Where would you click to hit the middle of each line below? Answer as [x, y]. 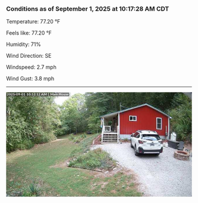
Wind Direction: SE [29, 56]
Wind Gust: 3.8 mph [30, 79]
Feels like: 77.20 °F [29, 33]
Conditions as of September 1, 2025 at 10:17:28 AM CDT [88, 9]
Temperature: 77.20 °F [33, 22]
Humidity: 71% [24, 44]
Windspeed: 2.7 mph [32, 67]
